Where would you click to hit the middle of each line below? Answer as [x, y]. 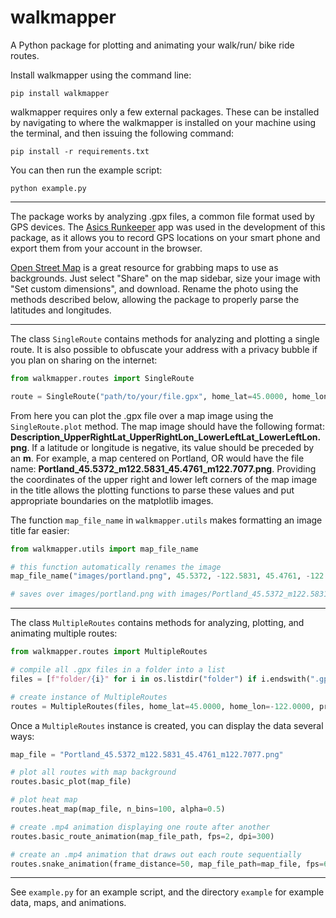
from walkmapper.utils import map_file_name [104, 549]
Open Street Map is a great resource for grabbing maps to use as [144, 267]
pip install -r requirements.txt [80, 151]
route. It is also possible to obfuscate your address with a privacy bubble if [164, 349]
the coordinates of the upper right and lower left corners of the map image [164, 479]
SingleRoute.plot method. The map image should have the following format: [167, 426]
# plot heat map [44, 800]
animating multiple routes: [64, 633]
